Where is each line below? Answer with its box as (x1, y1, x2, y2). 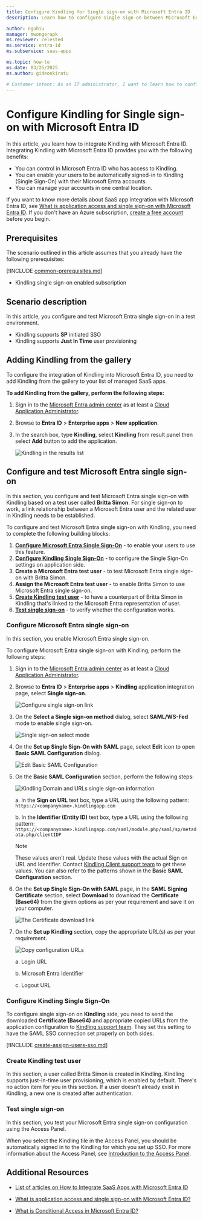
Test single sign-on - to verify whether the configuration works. (14, 606, 175, 613)
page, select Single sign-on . (14, 689, 86, 696)
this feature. (14, 548, 45, 555)
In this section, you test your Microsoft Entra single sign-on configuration (6, 1119, 188, 1126)
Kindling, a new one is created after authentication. (6, 1090, 134, 1097)
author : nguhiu (6, 25, 45, 32)
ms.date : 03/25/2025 (6, 64, 59, 70)
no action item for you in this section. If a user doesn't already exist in (6, 1084, 179, 1091)
